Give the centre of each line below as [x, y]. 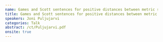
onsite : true [18, 32]
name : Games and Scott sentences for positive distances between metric [80, 9]
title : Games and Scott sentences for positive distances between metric [81, 14]
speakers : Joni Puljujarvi [32, 18]
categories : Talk [23, 23]
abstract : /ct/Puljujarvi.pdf [36, 28]
